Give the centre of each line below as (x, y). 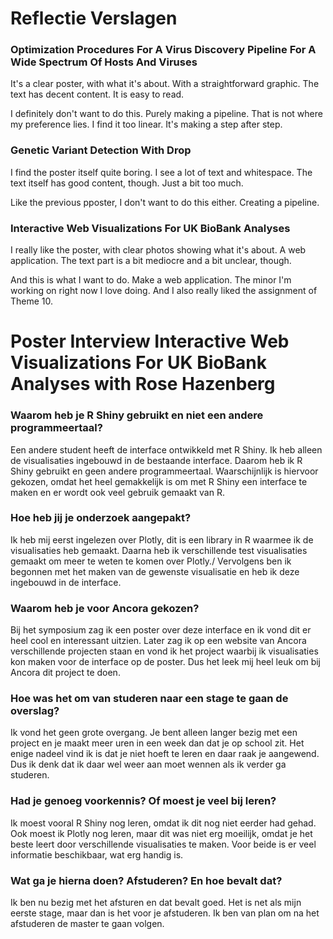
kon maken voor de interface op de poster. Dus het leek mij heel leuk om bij (166, 662)
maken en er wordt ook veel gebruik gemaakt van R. (117, 492)
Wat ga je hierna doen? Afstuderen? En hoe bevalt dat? (146, 880)
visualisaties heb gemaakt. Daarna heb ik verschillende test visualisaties (159, 550)
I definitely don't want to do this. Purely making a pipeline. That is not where (166, 114)
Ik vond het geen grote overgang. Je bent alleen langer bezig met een (154, 733)
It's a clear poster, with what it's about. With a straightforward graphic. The (165, 84)
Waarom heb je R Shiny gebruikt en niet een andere (137, 415)
